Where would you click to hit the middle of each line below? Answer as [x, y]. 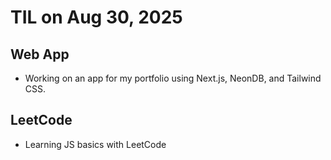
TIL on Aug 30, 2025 [96, 17]
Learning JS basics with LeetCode [95, 144]
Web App [40, 54]
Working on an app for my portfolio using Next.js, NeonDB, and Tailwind [173, 78]
